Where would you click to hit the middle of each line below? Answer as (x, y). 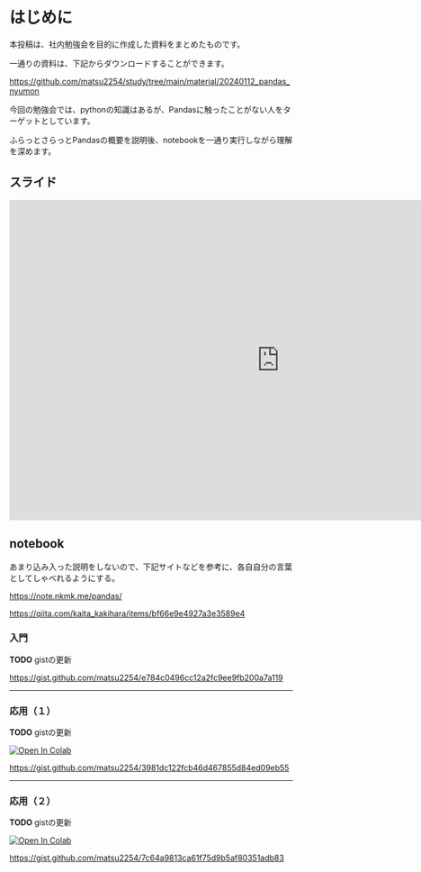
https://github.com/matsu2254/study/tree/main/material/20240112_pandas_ (150, 81)
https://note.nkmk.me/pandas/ (66, 595)
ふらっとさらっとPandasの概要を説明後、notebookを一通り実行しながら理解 (151, 140)
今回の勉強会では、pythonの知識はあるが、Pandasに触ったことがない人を (146, 109)
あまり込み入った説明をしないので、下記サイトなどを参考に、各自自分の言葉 (151, 567)
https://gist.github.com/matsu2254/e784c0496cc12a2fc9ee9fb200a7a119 (146, 677)
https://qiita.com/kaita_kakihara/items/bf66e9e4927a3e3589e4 (127, 613)
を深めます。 (33, 151)
